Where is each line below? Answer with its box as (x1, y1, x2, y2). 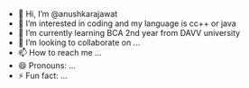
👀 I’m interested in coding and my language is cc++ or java (17, 18, 236, 29)
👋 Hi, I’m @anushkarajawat (17, 9, 118, 19)
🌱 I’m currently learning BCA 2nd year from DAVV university (17, 28, 241, 38)
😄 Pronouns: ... (17, 60, 77, 71)
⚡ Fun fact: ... (17, 70, 68, 81)
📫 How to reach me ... (17, 48, 102, 57)
